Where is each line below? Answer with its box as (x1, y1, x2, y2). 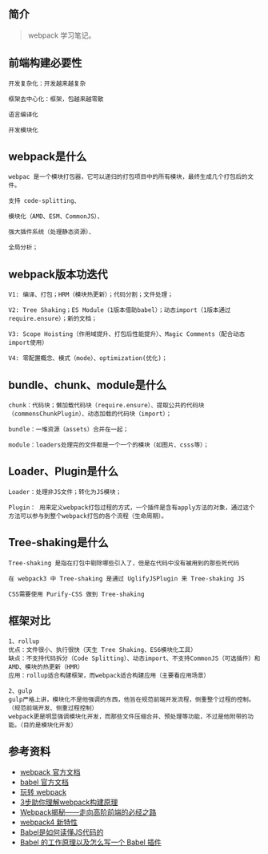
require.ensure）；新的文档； (8, 315, 98, 323)
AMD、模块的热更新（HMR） (8, 662, 84, 671)
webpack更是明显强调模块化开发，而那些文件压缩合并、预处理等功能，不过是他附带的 (8, 712, 248, 720)
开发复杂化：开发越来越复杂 (8, 79, 86, 87)
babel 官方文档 (19, 777, 70, 787)
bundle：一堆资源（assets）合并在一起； (8, 426, 130, 434)
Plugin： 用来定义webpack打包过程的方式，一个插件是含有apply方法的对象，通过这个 (8, 504, 255, 512)
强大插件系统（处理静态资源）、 (8, 228, 95, 237)
